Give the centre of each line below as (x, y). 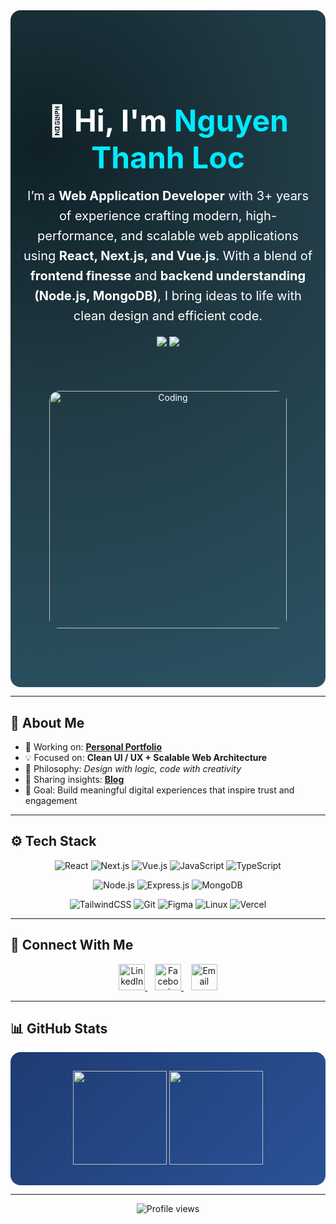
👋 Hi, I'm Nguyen (168, 121)
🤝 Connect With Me (72, 945)
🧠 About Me (47, 722)
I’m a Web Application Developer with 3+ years (168, 196)
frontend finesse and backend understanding (168, 276)
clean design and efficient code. (168, 316)
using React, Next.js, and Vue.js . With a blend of (168, 256)
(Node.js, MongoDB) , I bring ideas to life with (168, 296)
